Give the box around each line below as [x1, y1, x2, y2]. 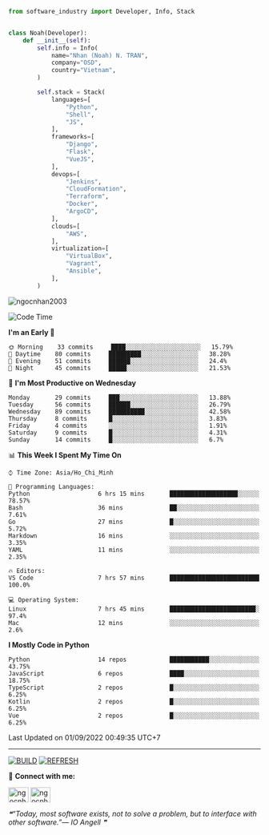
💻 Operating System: [8, 595, 80, 604]
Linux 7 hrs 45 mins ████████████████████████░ [8, 605, 260, 613]
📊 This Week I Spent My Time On [8, 450, 122, 460]
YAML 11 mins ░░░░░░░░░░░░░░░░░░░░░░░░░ [8, 546, 260, 554]
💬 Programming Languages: [8, 482, 94, 490]
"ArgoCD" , [65, 208, 98, 216]
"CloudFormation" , [65, 185, 127, 193]
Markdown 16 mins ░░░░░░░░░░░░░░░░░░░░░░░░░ [8, 531, 260, 540]
